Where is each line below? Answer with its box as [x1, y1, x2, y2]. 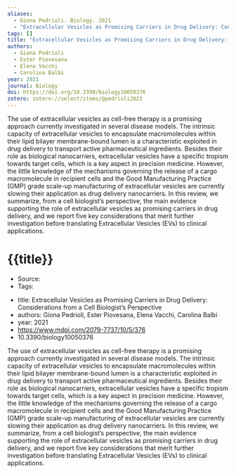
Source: [17, 274, 41, 283]
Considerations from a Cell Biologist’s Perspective [17, 303, 162, 312]
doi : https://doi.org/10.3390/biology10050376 [7, 89, 146, 96]
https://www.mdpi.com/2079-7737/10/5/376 [17, 325, 146, 334]
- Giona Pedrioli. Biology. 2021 [13, 17, 112, 24]
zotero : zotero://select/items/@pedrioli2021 [7, 96, 143, 103]
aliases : [7, 10, 33, 18]
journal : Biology [7, 82, 58, 89]
